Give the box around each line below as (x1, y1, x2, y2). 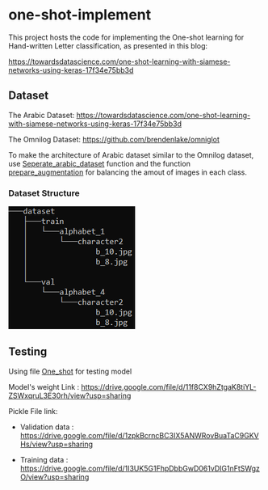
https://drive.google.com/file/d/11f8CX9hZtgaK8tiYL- (81, 382, 257, 391)
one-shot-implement (8, 6, 152, 24)
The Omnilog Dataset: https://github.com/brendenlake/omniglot (8, 134, 220, 144)
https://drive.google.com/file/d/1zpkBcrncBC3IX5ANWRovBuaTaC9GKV (19, 430, 260, 440)
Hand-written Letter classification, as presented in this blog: (8, 40, 208, 50)
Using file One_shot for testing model (8, 366, 132, 376)
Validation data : (19, 422, 74, 432)
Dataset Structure (8, 188, 81, 199)
